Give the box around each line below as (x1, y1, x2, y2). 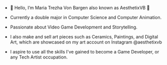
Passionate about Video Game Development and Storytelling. (10, 24, 138, 30)
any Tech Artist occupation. (10, 54, 68, 60)
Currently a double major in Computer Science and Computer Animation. (10, 14, 162, 20)
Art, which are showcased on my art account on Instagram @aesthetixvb (10, 39, 162, 45)
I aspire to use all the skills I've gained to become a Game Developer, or (10, 49, 159, 54)
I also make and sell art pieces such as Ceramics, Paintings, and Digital (10, 34, 158, 39)
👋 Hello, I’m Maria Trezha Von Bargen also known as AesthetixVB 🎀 (10, 5, 150, 10)
